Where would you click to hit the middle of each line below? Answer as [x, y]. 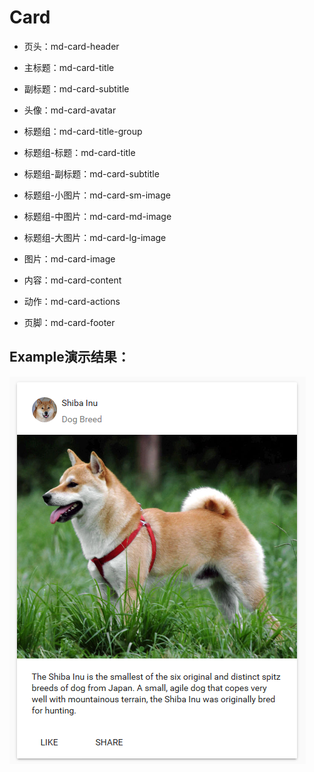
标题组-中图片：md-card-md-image [97, 216]
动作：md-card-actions [72, 301]
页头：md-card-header [71, 46]
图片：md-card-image [69, 258]
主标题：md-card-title [69, 67]
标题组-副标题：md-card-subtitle [91, 173]
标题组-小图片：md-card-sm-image [97, 195]
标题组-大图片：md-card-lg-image [95, 237]
